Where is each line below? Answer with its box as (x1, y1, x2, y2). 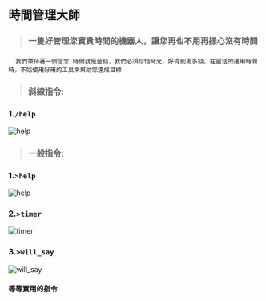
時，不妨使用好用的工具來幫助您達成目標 (8, 66, 122, 74)
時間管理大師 (8, 8, 80, 23)
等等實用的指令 (8, 284, 58, 294)
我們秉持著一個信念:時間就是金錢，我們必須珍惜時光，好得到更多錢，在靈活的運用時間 (15, 57, 258, 65)
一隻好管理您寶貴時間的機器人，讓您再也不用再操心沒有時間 (27, 35, 258, 47)
